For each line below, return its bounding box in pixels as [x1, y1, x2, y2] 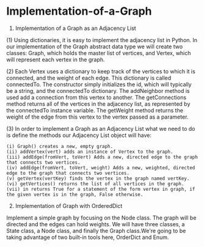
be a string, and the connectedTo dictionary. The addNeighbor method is [6, 87, 190, 94]
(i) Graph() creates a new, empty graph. [6, 143, 114, 149]
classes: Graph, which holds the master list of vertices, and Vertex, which [6, 49, 191, 56]
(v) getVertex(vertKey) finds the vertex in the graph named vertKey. [6, 175, 190, 182]
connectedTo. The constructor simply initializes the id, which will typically [6, 81, 192, 88]
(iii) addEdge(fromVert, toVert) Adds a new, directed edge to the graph [6, 154, 199, 160]
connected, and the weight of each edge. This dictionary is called [6, 74, 172, 81]
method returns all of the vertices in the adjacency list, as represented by [6, 100, 191, 108]
